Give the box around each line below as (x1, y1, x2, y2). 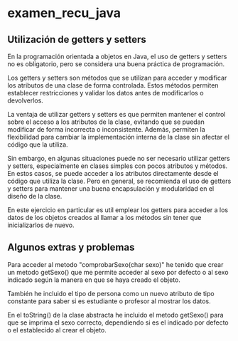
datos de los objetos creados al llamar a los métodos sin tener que (7, 214, 202, 221)
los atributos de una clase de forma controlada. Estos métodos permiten (7, 81, 219, 90)
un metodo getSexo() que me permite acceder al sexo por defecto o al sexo (7, 268, 229, 276)
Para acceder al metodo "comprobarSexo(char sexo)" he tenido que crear (7, 260, 224, 268)
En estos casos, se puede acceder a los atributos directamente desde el (7, 169, 219, 177)
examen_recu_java (7, 5, 121, 21)
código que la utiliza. (7, 140, 69, 149)
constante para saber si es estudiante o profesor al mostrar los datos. (7, 297, 211, 305)
